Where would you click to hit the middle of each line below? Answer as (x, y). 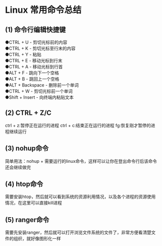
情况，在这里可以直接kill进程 (34, 203)
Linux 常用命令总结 (43, 10)
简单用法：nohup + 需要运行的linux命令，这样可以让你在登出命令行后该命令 (81, 161)
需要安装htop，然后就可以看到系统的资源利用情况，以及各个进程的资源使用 (80, 197)
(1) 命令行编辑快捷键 (35, 30)
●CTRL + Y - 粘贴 (23, 55)
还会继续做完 (18, 167)
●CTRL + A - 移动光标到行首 (34, 67)
